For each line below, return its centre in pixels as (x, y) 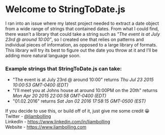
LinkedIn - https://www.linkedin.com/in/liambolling (58, 122)
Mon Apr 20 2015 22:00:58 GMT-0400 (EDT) (59, 96)
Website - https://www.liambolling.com (46, 127)
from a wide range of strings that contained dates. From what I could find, (82, 28)
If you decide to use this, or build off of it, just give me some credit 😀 (77, 111)
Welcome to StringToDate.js (65, 9)
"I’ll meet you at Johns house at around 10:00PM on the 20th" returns (85, 91)
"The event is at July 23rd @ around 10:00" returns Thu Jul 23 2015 (83, 80)
